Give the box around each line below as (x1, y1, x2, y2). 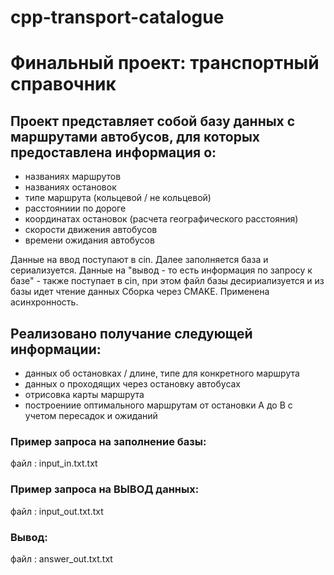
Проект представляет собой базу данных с (10, 112, 296, 130)
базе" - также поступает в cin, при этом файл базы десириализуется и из (10, 275, 325, 287)
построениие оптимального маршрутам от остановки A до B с (24, 399, 293, 411)
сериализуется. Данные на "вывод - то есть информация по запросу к (10, 264, 313, 276)
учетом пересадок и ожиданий (24, 410, 158, 421)
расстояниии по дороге (24, 202, 127, 215)
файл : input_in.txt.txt (10, 457, 98, 470)
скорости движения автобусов (24, 224, 158, 236)
